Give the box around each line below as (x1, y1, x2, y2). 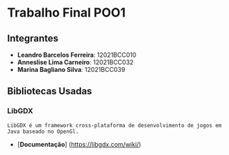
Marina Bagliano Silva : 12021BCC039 (17, 66, 126, 73)
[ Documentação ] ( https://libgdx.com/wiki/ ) (17, 140, 142, 148)
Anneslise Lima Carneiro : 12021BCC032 (17, 58, 134, 66)
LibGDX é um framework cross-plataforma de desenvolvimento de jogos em (7, 122, 222, 129)
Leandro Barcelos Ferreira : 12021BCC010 (17, 51, 137, 59)
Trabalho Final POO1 (7, 5, 126, 21)
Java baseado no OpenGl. (7, 128, 79, 135)
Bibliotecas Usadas (7, 85, 92, 98)
